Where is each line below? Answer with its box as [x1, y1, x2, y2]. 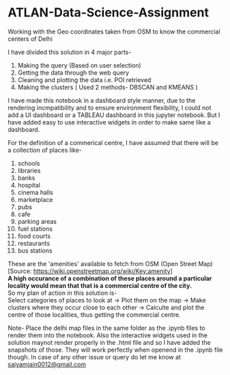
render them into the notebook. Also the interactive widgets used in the [8, 331, 208, 339]
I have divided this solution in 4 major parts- [8, 48, 132, 56]
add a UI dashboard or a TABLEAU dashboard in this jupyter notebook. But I [8, 111, 220, 119]
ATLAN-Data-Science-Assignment [8, 5, 209, 21]
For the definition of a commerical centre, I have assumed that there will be [8, 138, 219, 146]
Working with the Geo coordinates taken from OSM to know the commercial [8, 27, 220, 36]
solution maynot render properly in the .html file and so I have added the [8, 338, 211, 346]
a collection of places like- [8, 146, 83, 154]
